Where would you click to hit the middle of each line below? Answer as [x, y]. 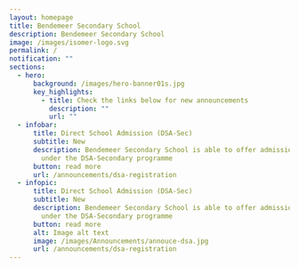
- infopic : [37, 183]
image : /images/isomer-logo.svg [69, 42]
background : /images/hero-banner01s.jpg [109, 84]
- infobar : [37, 125]
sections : [28, 68]
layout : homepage [41, 17]
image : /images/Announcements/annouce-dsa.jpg [121, 241]
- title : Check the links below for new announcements [145, 100]
